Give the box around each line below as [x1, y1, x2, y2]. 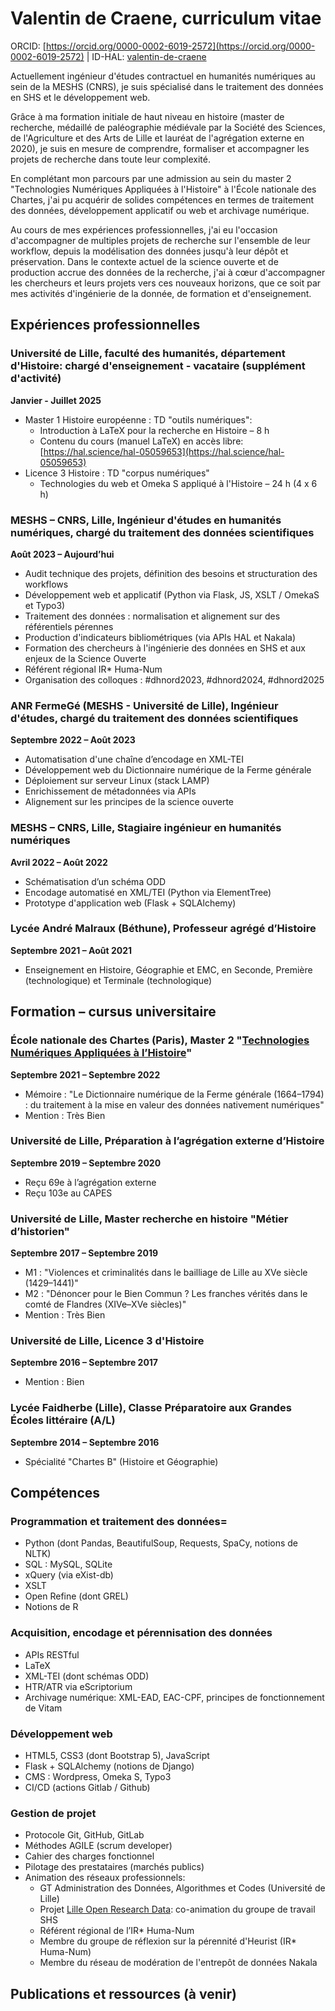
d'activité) [10, 372, 62, 386]
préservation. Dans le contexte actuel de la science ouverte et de [10, 255, 279, 267]
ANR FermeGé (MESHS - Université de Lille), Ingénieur [10, 698, 279, 712]
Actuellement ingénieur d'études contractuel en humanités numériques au [10, 70, 316, 82]
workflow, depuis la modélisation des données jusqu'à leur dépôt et [10, 245, 289, 257]
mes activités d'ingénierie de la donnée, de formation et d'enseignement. [10, 287, 312, 299]
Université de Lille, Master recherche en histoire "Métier [10, 1212, 289, 1226]
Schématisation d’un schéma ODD [24, 875, 167, 887]
